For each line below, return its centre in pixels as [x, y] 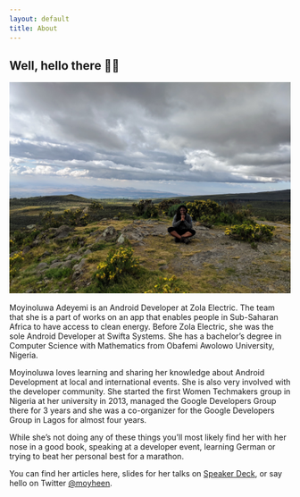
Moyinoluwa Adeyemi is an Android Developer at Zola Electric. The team [142, 307]
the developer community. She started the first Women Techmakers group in [150, 392]
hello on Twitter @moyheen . [61, 484]
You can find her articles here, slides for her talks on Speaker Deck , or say [146, 474]
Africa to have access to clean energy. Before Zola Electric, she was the [142, 327]
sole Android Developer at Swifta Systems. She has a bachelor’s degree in [146, 336]
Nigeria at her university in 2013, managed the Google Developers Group [143, 401]
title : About [33, 28]
